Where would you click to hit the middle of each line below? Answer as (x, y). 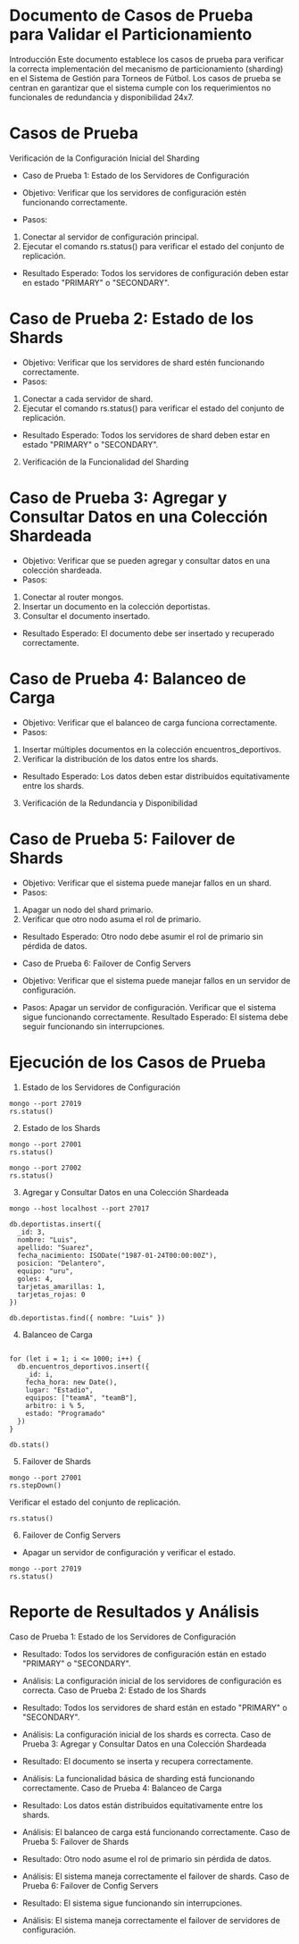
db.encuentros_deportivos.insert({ (83, 1366)
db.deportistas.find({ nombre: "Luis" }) (87, 1318)
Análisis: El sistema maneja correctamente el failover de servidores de (151, 1920)
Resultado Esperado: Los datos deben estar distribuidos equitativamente (156, 776)
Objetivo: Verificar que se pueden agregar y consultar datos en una (146, 560)
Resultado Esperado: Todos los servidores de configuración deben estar (155, 272)
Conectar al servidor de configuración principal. (110, 237)
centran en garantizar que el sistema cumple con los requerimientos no (140, 88)
